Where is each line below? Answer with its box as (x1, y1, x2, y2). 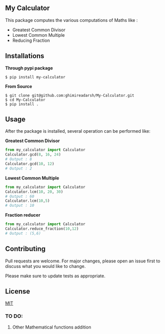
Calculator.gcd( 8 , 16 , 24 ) (5, 152, 61, 157)
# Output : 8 (5, 157, 32, 162)
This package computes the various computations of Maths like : (5, 17, 138, 23)
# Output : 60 (5, 194, 35, 199)
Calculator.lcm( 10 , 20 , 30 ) (5, 189, 64, 194)
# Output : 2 (5, 166, 32, 171)
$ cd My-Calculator (5, 97, 46, 102)
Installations (5, 52, 45, 60)
